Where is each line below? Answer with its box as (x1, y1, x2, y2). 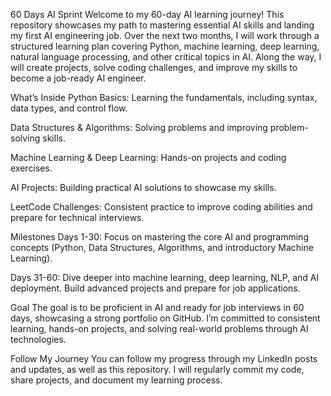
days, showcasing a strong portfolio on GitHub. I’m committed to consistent (10, 312, 321, 324)
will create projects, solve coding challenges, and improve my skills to (10, 62, 298, 73)
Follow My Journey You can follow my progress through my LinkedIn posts (10, 353, 318, 364)
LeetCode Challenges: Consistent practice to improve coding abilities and (10, 201, 313, 213)
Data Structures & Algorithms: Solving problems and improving (10, 122, 268, 133)
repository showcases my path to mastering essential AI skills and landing (10, 19, 315, 31)
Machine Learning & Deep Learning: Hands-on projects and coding (10, 152, 287, 163)
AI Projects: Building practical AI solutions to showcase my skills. (10, 182, 277, 193)
